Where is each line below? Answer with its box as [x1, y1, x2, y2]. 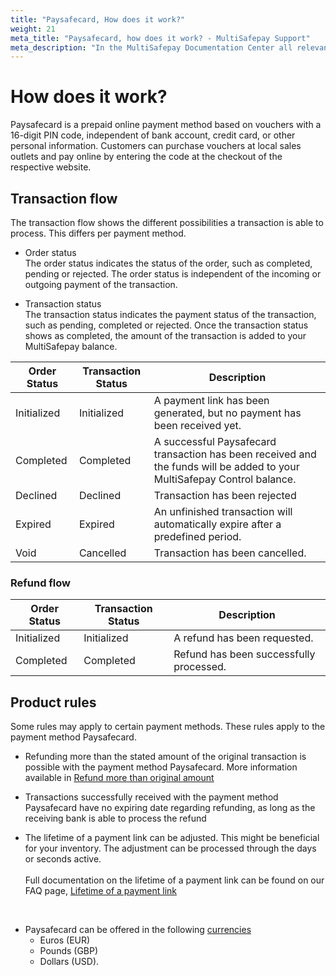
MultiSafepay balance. [24, 341, 118, 352]
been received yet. [153, 419, 242, 432]
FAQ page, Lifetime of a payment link [24, 885, 177, 897]
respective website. [10, 161, 92, 173]
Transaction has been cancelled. [153, 546, 307, 560]
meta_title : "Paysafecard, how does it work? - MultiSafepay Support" [10, 33, 311, 43]
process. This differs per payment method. [10, 227, 187, 239]
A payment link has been [153, 394, 270, 407]
